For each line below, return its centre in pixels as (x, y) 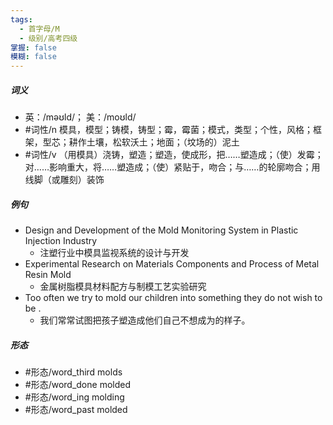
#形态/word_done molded (77, 385)
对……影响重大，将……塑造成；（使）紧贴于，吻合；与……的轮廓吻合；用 (172, 167)
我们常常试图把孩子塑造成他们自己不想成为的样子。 (145, 320)
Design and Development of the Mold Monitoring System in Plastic (161, 230)
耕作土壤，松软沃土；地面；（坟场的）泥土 (154, 142)
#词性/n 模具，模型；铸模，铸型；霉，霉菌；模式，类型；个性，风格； (168, 130)
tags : (21, 19)
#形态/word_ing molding (74, 397)
